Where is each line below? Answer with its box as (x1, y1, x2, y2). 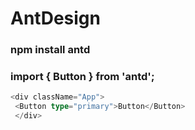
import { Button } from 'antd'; (10, 70, 155, 84)
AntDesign (10, 7, 101, 30)
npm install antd (10, 43, 91, 57)
